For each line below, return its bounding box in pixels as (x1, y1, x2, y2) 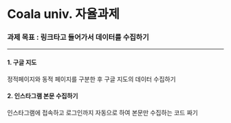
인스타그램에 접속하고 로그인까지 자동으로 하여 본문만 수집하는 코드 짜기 (7, 108, 198, 117)
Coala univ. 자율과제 (7, 6, 120, 22)
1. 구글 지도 (7, 58, 37, 67)
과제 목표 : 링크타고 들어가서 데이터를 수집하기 (7, 32, 149, 42)
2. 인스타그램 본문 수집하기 (7, 92, 78, 100)
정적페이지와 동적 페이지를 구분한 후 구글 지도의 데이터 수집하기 (7, 75, 177, 83)
